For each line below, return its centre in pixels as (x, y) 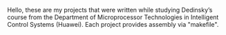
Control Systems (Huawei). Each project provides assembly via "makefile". (113, 24)
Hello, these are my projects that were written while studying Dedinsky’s (110, 10)
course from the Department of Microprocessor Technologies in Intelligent (113, 17)
